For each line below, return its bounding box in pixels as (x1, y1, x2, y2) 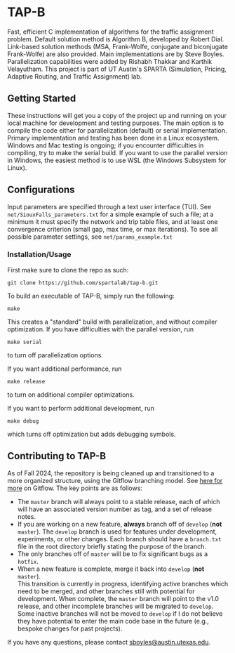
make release (7, 378, 46, 385)
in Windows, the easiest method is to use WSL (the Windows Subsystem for (7, 156, 227, 164)
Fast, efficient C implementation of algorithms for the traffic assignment (7, 27, 214, 36)
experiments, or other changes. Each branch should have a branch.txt (17, 534, 222, 543)
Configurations (7, 184, 75, 196)
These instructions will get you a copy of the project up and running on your (7, 111, 227, 119)
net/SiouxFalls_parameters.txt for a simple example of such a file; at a (7, 210, 214, 218)
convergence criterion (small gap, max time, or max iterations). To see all (7, 225, 218, 233)
